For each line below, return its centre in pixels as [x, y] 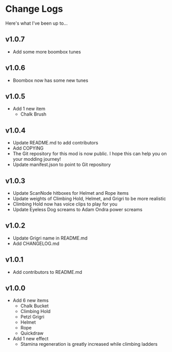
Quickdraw [32, 333]
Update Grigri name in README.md [50, 238]
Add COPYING [28, 148]
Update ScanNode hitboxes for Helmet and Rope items [71, 193]
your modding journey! [37, 159]
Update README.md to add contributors [55, 143]
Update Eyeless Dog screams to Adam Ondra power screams [78, 209]
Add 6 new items [31, 301]
